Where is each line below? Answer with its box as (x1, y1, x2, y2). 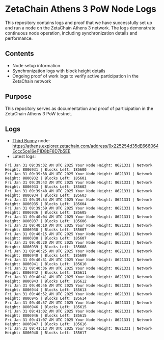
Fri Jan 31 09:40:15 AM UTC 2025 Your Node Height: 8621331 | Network (5, 232, 153, 236)
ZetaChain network (12, 78, 52, 84)
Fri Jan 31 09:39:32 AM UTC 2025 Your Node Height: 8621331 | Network (5, 163, 153, 168)
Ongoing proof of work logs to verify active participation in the (12, 73, 139, 79)
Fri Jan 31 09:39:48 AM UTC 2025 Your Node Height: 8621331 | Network (5, 189, 153, 194)
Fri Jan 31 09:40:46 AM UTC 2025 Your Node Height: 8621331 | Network (5, 283, 153, 288)
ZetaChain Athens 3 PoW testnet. (5, 110, 72, 116)
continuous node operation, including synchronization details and (5, 30, 137, 36)
